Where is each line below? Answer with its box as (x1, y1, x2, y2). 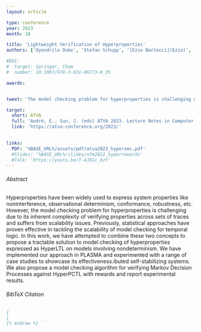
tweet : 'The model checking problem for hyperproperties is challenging (6, 96, 191, 102)
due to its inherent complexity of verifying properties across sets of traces (6, 213, 190, 220)
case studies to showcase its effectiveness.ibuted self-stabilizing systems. (6, 258, 190, 265)
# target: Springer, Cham (6, 64, 74, 70)
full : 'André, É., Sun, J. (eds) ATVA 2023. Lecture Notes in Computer (11, 118, 194, 124)
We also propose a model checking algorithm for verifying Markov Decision (6, 264, 193, 271)
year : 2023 (6, 25, 33, 31)
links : (6, 140, 23, 146)
